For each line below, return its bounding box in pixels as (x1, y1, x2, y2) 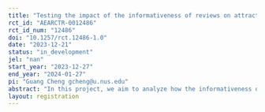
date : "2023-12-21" (8, 41, 73, 49)
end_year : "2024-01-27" (8, 70, 87, 78)
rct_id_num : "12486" (8, 26, 77, 34)
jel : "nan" (8, 56, 44, 64)
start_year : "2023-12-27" (8, 63, 93, 71)
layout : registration (8, 92, 80, 100)
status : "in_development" (8, 48, 93, 56)
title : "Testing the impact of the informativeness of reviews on (8, 11, 231, 20)
